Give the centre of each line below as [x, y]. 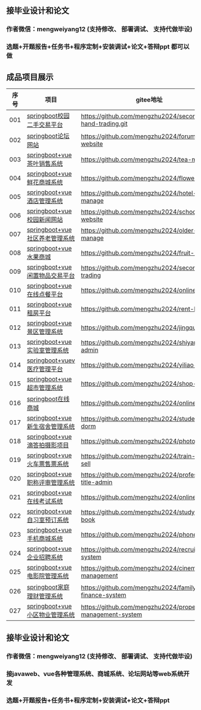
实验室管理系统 [48, 350]
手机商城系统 [45, 538]
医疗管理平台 [45, 369]
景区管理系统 [45, 332]
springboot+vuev [51, 360]
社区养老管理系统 [51, 238]
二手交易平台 [45, 125]
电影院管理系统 [48, 576]
